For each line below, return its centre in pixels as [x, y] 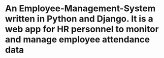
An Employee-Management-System [81, 9]
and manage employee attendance [78, 40]
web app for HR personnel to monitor [82, 29]
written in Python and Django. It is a [79, 19]
